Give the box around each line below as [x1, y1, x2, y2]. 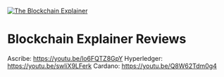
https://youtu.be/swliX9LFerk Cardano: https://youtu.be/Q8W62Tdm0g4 [7, 62, 217, 70]
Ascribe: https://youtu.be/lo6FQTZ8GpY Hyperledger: [7, 54, 163, 62]
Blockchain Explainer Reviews [7, 31, 187, 47]
